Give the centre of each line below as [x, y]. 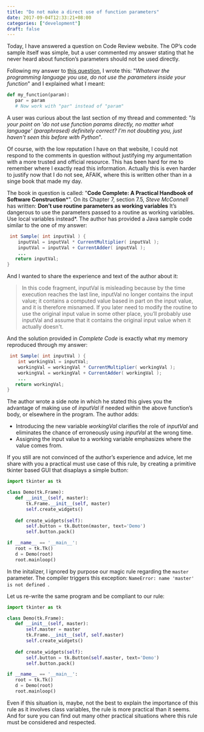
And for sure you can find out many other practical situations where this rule [102, 716]
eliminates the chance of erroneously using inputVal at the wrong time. [104, 433]
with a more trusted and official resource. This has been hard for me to [95, 162]
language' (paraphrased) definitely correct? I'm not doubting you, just [95, 131]
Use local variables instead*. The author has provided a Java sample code [100, 219]
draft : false [23, 29]
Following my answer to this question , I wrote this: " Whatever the [88, 71]
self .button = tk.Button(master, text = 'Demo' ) [86, 526]
